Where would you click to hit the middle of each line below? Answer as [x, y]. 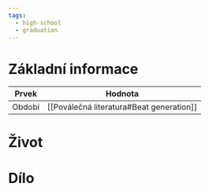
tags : [17, 15]
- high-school [38, 23]
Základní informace [73, 69]
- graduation [37, 30]
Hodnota [122, 94]
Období [26, 107]
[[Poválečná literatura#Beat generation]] [122, 107]
